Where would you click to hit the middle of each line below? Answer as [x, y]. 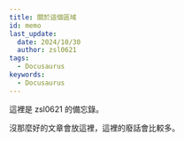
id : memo [25, 26]
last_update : [33, 33]
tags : [19, 58]
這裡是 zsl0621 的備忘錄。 [57, 109]
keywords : [27, 75]
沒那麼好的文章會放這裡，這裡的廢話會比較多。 [94, 128]
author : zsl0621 [47, 50]
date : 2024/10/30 [49, 42]
